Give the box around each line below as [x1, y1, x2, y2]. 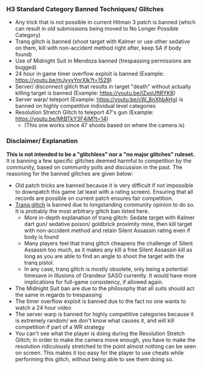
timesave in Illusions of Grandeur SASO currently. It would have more [24, 271, 197, 279]
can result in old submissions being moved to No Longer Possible [15, 25, 179, 32]
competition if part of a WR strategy [15, 323, 105, 330]
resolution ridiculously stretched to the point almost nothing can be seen [15, 342, 196, 350]
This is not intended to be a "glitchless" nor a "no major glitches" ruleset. [6, 150, 195, 158]
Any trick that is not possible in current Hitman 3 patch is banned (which [15, 19, 196, 26]
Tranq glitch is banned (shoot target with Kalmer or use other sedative [15, 38, 191, 45]
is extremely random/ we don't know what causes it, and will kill [15, 317, 175, 324]
